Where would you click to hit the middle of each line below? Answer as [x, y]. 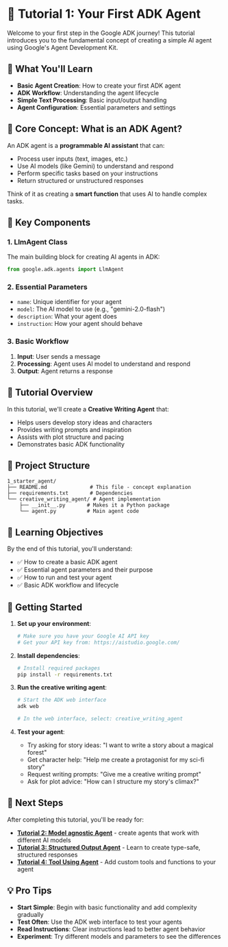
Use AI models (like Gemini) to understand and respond [95, 166]
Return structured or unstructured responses [80, 180]
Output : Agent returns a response [65, 371]
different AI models [44, 840]
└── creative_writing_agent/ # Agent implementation [84, 499]
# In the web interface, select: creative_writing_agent [100, 719]
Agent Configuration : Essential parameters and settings [96, 107]
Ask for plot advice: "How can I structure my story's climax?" [113, 782]
